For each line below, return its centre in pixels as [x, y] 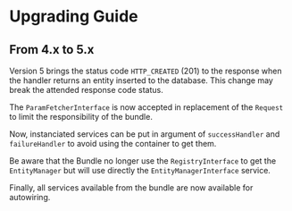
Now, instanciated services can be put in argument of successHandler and [145, 134]
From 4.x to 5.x [52, 50]
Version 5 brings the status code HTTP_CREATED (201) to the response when [146, 71]
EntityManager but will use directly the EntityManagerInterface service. [140, 170]
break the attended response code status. [86, 90]
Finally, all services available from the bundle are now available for [131, 188]
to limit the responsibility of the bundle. [81, 117]
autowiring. [30, 197]
